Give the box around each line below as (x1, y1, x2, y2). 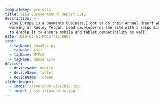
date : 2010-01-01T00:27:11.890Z (5, 34, 71, 39)
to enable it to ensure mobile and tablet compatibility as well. (9, 30, 147, 34)
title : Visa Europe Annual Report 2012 (5, 12, 86, 17)
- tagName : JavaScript (9, 43, 56, 48)
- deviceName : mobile (9, 66, 54, 71)
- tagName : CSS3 (9, 48, 42, 52)
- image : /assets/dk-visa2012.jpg (9, 84, 80, 89)
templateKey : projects (5, 7, 51, 12)
